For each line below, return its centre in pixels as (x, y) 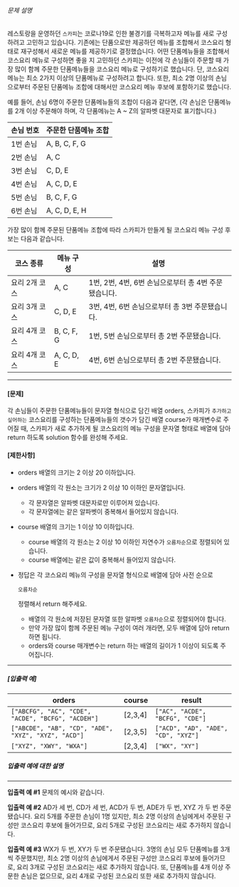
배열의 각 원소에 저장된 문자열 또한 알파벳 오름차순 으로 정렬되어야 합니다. (127, 618)
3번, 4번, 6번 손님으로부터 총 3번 (141, 307)
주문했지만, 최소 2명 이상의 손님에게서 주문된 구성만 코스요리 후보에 (108, 858)
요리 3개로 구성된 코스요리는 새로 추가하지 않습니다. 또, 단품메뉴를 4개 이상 (120, 867)
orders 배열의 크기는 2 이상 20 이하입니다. (76, 472)
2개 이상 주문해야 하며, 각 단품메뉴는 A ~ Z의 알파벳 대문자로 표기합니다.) (116, 111)
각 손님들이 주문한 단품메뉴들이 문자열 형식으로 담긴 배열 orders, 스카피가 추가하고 (119, 411)
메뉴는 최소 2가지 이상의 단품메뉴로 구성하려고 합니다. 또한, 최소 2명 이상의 (111, 78)
